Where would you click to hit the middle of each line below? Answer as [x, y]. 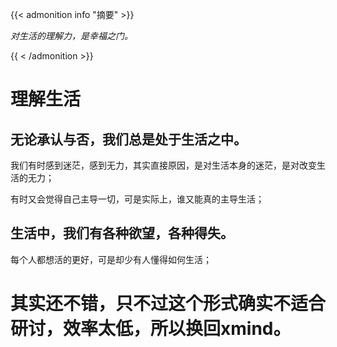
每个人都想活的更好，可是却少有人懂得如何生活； [111, 259]
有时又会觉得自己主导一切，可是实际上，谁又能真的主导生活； [137, 199]
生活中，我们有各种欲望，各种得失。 [122, 233]
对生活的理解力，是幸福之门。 [71, 36]
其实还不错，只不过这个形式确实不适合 [168, 304]
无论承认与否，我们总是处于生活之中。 [128, 139]
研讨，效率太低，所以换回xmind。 [151, 329]
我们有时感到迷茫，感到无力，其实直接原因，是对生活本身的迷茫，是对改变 [163, 165]
